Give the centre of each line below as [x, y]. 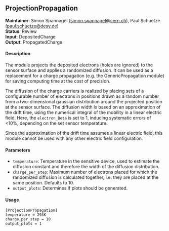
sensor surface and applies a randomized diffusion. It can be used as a [79, 70]
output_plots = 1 [24, 224]
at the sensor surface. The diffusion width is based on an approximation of [83, 107]
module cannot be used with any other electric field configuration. [74, 138]
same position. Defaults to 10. [43, 183]
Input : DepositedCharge [30, 36]
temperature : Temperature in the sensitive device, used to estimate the [86, 161]
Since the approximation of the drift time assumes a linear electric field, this [84, 133]
